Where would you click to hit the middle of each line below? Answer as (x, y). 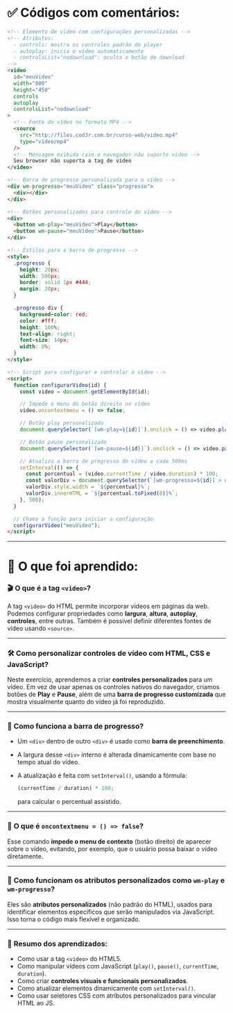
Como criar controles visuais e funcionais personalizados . (103, 981)
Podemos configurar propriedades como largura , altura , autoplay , (102, 613)
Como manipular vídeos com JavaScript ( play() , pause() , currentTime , (118, 966)
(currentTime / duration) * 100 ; (66, 789)
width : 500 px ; (40, 276)
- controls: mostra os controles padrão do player (88, 44)
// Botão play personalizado (62, 423)
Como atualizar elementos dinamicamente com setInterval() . (106, 989)
